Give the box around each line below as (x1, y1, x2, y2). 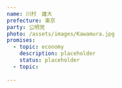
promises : (6, 37, 36, 44)
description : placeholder (19, 50, 96, 57)
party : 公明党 (6, 23, 45, 31)
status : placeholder (19, 57, 80, 64)
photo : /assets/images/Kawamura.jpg (6, 30, 115, 38)
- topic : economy (13, 43, 65, 50)
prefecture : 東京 (6, 17, 56, 24)
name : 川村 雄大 (6, 10, 52, 18)
